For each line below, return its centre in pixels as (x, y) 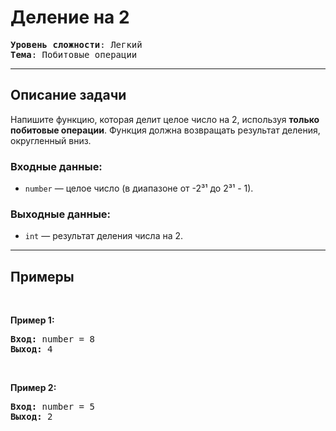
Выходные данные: (61, 214)
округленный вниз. (51, 140)
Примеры (42, 276)
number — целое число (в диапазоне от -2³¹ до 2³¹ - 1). (139, 188)
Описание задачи (68, 95)
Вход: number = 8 (52, 339)
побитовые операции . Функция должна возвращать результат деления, (165, 130)
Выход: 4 (31, 349)
